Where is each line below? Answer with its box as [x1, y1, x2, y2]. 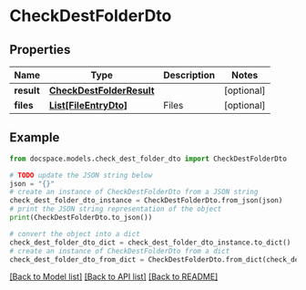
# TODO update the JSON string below [9, 171, 153, 180]
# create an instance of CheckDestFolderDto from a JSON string [9, 188, 259, 197]
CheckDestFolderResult [48, 84, 155, 97]
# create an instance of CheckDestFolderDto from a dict [9, 246, 230, 255]
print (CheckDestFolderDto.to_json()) [9, 213, 153, 223]
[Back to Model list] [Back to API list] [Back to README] [9, 271, 219, 283]
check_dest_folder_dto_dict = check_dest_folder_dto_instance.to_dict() [9, 238, 291, 247]
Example [9, 129, 60, 146]
